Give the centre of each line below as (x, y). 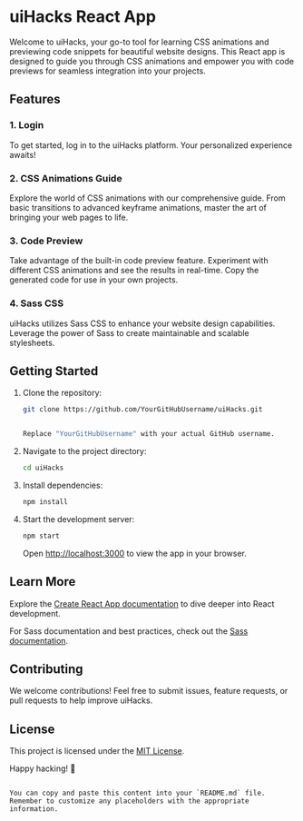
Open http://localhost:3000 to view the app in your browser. (135, 553)
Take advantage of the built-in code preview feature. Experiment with (139, 261)
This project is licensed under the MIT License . (97, 751)
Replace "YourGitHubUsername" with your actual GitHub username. (148, 434)
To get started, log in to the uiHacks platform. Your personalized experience (151, 145)
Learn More (43, 582)
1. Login (27, 125)
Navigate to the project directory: (84, 451)
